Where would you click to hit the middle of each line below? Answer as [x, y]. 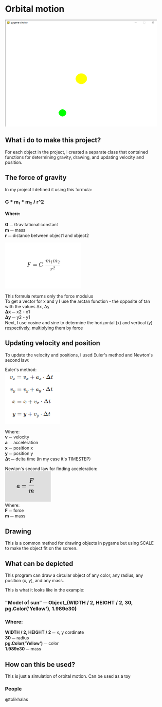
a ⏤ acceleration [22, 442]
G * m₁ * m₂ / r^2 [25, 202]
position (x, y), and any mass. [35, 581]
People [13, 689]
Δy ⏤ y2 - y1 [18, 317]
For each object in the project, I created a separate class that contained [77, 152]
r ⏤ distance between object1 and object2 [47, 236]
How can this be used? [40, 664]
